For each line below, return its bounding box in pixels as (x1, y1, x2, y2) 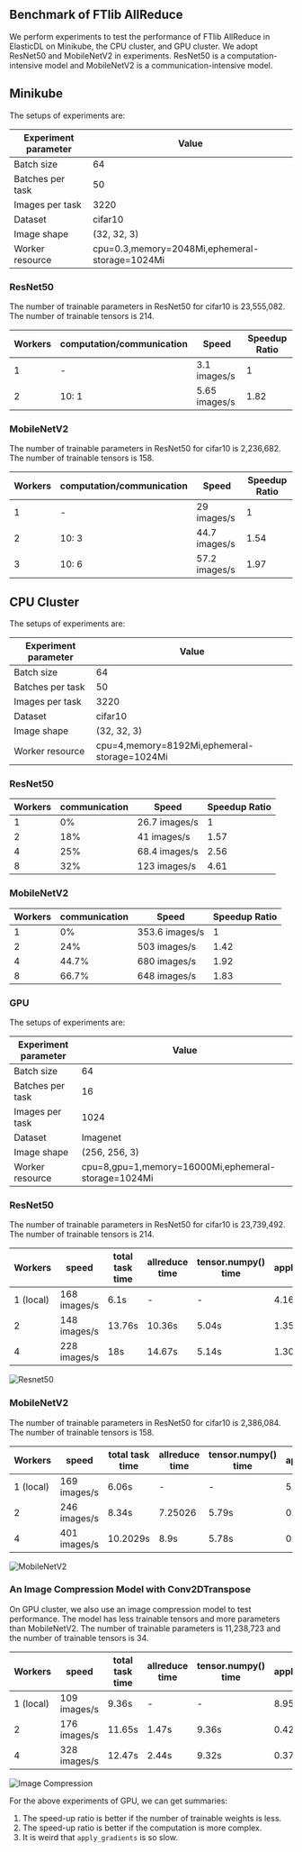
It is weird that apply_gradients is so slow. (22, 1831, 178, 1842)
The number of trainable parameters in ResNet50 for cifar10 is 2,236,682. (9, 443, 281, 454)
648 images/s (137, 969, 196, 981)
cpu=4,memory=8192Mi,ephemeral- (95, 739, 254, 752)
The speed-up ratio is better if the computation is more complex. (22, 1822, 262, 1833)
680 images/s (137, 954, 196, 967)
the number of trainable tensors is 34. (9, 1632, 149, 1643)
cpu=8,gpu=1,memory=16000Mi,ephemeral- (81, 1160, 276, 1172)
